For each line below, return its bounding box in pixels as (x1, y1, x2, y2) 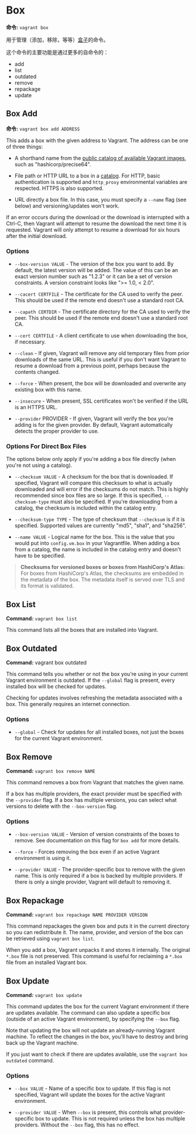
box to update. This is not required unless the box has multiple (35, 1115, 185, 1122)
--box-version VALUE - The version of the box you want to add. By (14, 260, 174, 267)
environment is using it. (14, 855, 71, 862)
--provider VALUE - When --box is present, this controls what (14, 1109, 162, 1116)
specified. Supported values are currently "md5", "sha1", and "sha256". (14, 522, 187, 529)
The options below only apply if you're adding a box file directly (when (6, 456, 176, 463)
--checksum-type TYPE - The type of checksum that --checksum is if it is (14, 516, 185, 523)
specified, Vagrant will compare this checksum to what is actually (14, 480, 173, 487)
